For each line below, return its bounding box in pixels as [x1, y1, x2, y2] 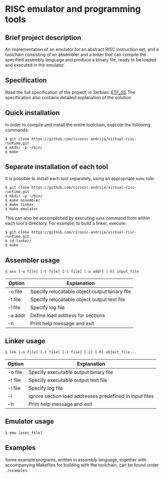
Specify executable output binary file [28, 369, 114, 376]
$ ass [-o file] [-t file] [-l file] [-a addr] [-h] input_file [5, 269, 139, 274]
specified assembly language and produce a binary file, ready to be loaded [5, 57, 157, 62]
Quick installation [5, 109, 60, 117]
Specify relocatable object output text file [30, 296, 126, 303]
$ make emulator [5, 207, 38, 212]
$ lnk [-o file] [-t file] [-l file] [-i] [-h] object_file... [5, 350, 137, 355]
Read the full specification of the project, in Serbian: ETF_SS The [5, 89, 136, 95]
